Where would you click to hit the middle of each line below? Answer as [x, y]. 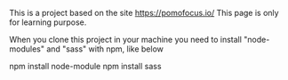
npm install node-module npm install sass [85, 66]
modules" [27, 49]
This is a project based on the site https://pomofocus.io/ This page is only [144, 13]
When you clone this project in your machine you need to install [126, 40]
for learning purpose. [48, 22]
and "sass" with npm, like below [105, 49]
